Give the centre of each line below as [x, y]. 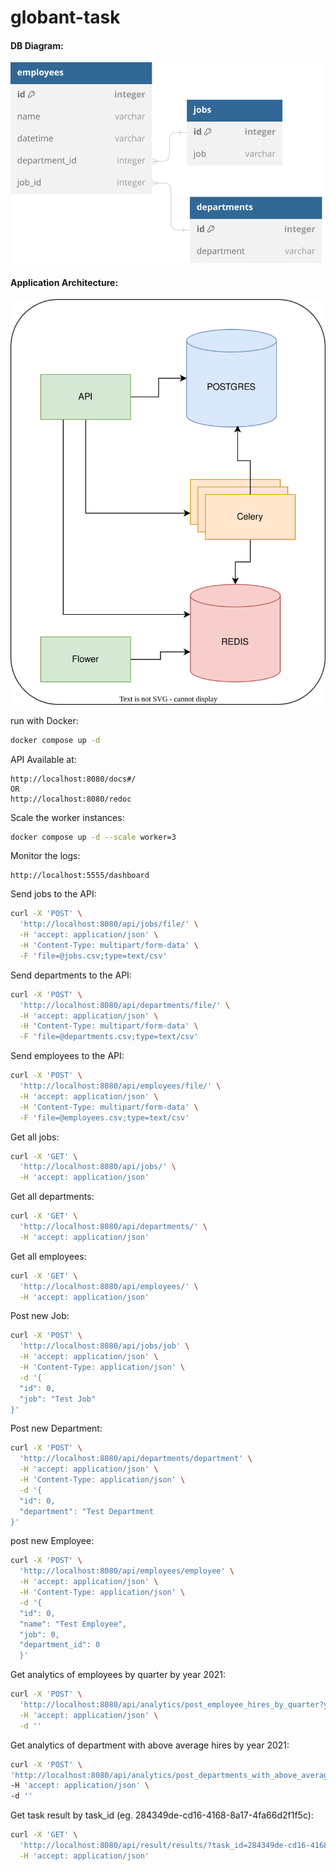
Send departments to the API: [71, 975]
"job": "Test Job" [58, 1399]
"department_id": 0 [60, 1645]
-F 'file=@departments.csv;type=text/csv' [109, 1037]
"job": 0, [39, 1634]
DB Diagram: [37, 45]
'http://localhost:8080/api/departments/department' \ [136, 1459]
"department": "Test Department [87, 1511]
